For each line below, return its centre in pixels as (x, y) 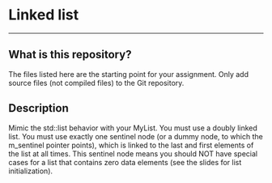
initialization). (31, 171)
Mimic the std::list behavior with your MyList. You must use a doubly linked (133, 128)
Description (38, 108)
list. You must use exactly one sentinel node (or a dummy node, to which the (136, 136)
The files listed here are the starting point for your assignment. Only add (129, 74)
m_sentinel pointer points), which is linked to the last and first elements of (131, 145)
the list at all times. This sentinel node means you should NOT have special (133, 153)
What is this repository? (70, 55)
